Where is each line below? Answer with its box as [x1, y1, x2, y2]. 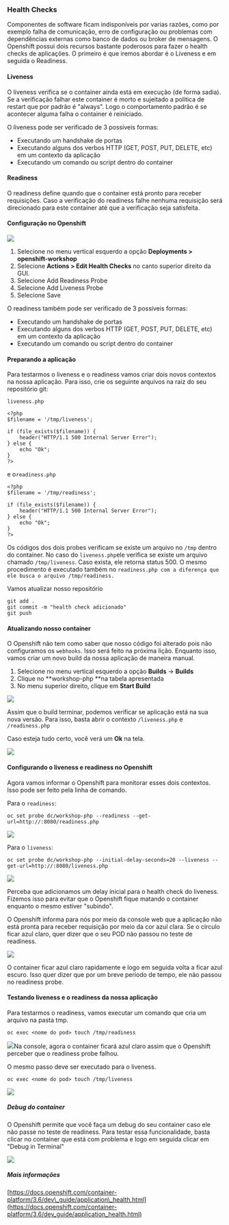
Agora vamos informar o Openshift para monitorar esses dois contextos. [7, 778, 211, 786]
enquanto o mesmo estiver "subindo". [7, 901, 114, 910]
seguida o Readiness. [7, 57, 68, 65]
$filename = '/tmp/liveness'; [7, 416, 94, 423]
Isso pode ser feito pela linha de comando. [7, 786, 127, 794]
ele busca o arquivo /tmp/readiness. [7, 572, 115, 580]
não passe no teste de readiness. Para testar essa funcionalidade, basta [7, 1128, 211, 1136]
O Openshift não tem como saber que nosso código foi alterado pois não [7, 640, 212, 648]
